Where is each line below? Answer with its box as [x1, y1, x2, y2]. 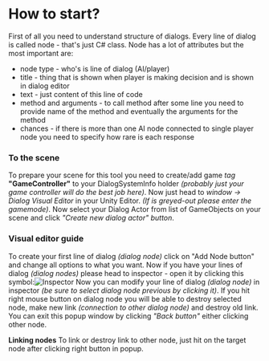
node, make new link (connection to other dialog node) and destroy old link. [8, 302, 259, 312]
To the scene [8, 152, 60, 163]
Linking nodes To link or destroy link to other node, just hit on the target [8, 335, 247, 345]
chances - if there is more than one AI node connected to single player [19, 124, 255, 133]
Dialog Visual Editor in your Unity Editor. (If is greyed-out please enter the [8, 196, 252, 205]
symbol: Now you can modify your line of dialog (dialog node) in [8, 277, 260, 286]
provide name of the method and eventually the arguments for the [19, 106, 238, 116]
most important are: [8, 48, 74, 58]
